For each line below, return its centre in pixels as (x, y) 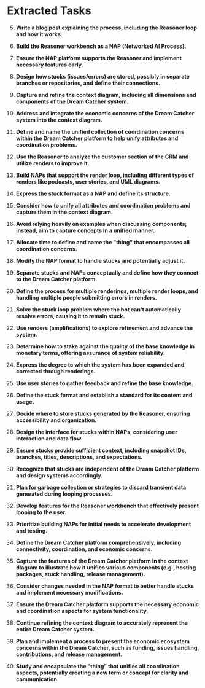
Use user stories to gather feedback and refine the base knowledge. (105, 383)
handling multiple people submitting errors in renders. (86, 297)
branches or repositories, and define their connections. (88, 83)
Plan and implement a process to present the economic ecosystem (102, 641)
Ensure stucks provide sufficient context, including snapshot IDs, (101, 450)
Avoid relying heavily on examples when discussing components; (101, 224)
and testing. (32, 530)
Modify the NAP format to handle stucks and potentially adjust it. (100, 260)
